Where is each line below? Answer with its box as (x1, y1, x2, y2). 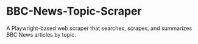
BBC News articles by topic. (6, 31, 76, 38)
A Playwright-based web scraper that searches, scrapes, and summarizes (6, 24, 193, 32)
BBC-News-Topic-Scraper (6, 4, 142, 18)
